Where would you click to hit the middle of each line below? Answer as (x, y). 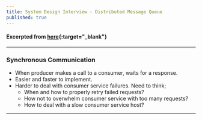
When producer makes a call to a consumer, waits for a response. (96, 73)
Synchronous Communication (51, 60)
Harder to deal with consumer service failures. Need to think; (90, 86)
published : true (26, 17)
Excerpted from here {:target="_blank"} (57, 37)
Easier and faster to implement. (54, 79)
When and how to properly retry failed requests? (84, 92)
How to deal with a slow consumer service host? (84, 105)
